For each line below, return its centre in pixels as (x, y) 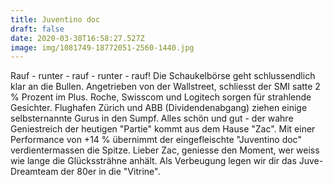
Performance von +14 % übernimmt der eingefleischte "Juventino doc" (156, 140)
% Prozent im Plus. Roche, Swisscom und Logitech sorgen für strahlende (161, 97)
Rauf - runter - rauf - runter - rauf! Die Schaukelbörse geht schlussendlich (163, 76)
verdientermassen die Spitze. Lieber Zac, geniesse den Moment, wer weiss (165, 150)
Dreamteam (34, 172)
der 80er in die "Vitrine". (110, 172)
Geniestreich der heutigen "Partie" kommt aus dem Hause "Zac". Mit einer (163, 129)
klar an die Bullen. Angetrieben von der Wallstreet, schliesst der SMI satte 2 (165, 87)
